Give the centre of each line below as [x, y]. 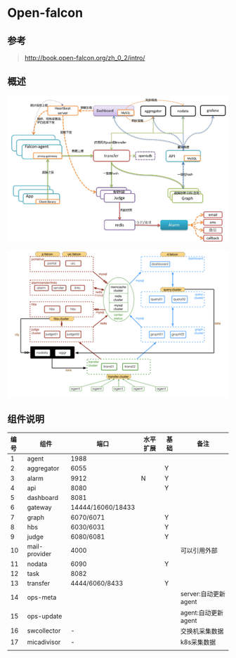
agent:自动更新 [202, 612]
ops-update [45, 616]
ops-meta [42, 598]
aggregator [43, 468]
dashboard [42, 498]
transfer [39, 584]
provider [39, 554]
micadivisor [44, 642]
